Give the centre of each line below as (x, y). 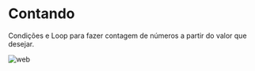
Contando (42, 14)
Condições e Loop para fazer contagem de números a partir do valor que (127, 35)
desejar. (21, 43)
